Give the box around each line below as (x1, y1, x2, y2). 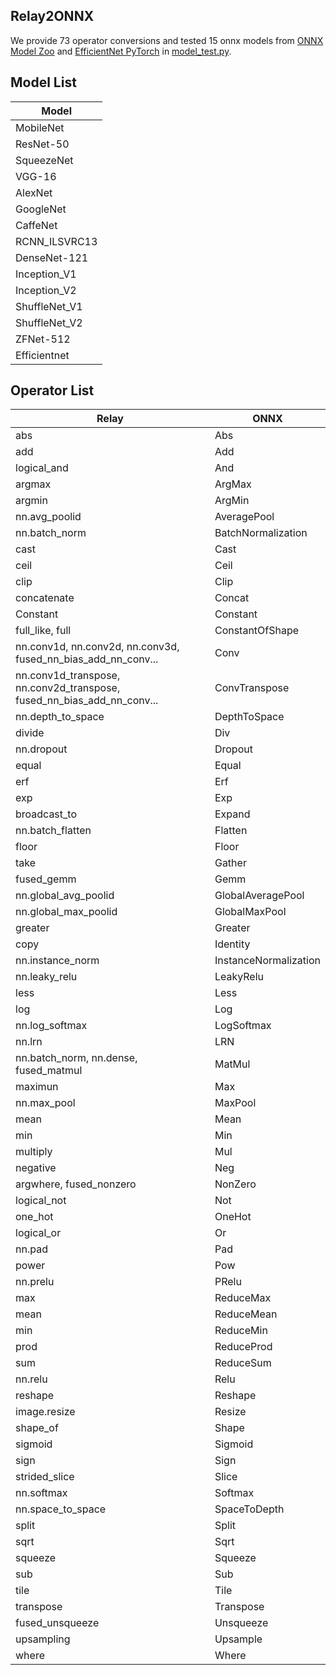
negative (15, 1161, 57, 1175)
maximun (15, 1080, 59, 1094)
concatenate (15, 591, 75, 605)
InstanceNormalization (214, 954, 321, 968)
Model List (10, 74, 77, 91)
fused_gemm (15, 872, 77, 886)
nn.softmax (15, 1486, 68, 1500)
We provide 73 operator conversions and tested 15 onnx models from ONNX (10, 34, 324, 46)
